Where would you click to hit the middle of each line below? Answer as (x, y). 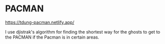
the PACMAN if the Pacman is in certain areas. (52, 37)
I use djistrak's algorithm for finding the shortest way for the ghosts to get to (83, 32)
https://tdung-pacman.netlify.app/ (40, 22)
